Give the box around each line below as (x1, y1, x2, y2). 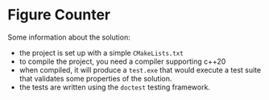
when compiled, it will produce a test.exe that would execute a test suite (19, 65, 262, 74)
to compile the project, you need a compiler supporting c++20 (19, 56, 226, 66)
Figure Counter (7, 6, 110, 24)
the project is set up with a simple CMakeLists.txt (19, 48, 184, 57)
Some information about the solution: (7, 32, 130, 42)
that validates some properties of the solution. (19, 73, 172, 83)
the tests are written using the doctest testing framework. (19, 82, 211, 92)
